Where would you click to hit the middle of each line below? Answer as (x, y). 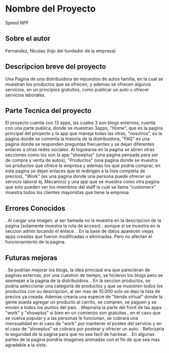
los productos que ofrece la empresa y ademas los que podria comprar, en (83, 166)
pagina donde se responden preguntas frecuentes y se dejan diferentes (80, 144)
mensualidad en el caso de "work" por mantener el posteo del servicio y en (83, 323)
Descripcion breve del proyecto (56, 67)
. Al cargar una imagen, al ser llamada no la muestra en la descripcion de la (83, 220)
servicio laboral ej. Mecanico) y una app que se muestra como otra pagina (82, 182)
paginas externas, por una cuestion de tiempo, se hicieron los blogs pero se (84, 275)
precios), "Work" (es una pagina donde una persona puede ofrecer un (78, 177)
